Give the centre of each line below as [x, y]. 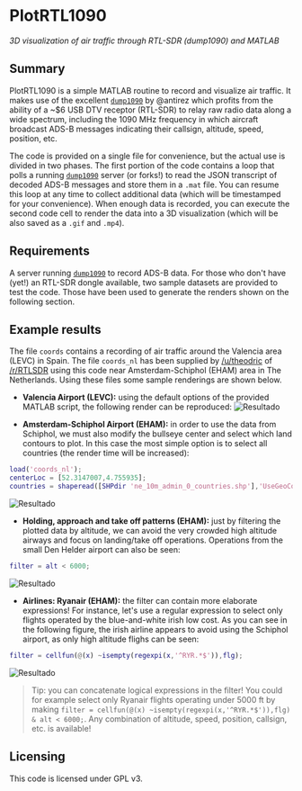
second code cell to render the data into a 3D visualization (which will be [144, 213]
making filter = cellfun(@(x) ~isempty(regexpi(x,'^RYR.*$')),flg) [160, 709]
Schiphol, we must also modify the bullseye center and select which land [157, 434]
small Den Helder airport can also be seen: [101, 549]
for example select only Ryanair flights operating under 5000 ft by [153, 699]
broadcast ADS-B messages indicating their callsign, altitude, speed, [137, 129]
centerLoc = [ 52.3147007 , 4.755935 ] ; [78, 478]
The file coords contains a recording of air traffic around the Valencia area [146, 351]
